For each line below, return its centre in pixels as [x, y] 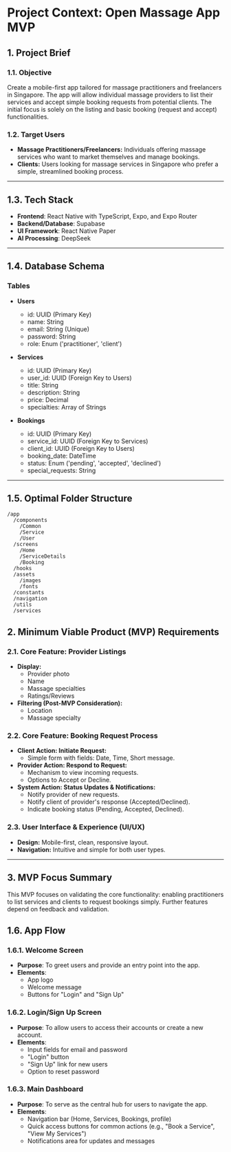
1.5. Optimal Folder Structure [70, 499]
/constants [29, 593]
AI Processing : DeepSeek [54, 238]
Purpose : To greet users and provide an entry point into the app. [109, 965]
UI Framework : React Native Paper [66, 231]
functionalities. [28, 117]
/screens [26, 545]
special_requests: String [62, 470]
